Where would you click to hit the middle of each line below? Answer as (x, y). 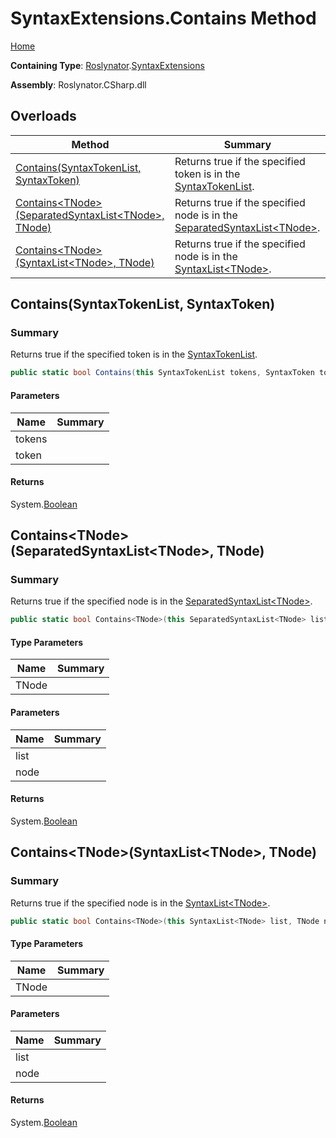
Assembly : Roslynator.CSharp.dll (78, 84)
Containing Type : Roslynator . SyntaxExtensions (107, 65)
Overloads (43, 116)
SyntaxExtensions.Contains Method (163, 18)
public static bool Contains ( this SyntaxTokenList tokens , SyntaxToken (162, 373)
